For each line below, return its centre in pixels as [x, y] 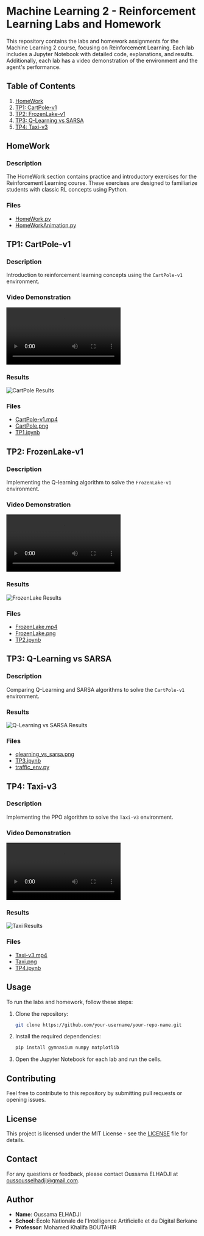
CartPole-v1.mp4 [36, 420]
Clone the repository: [42, 1013]
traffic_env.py [32, 767]
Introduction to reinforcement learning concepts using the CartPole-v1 [94, 275]
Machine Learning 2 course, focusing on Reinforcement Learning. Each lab [100, 48]
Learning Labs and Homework [84, 24]
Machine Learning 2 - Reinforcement [101, 11]
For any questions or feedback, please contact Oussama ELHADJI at [92, 1174]
